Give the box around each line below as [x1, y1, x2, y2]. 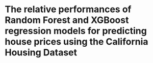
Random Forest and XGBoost [5, 14, 129, 26]
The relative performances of [5, 4, 132, 15]
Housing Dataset [5, 47, 78, 58]
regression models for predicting [5, 25, 147, 37]
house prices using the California [5, 36, 148, 48]
